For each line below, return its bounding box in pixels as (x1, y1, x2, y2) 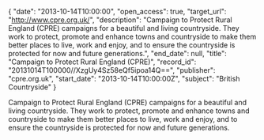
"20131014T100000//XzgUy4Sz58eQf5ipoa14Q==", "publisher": (8, 66, 216, 74)
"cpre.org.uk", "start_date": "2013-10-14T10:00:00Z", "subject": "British (8, 74, 240, 83)
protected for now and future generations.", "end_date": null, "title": (8, 49, 227, 58)
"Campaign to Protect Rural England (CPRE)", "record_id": (8, 57, 197, 66)
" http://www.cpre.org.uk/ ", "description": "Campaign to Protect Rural (8, 15, 232, 25)
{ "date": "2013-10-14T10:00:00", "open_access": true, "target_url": (8, 7, 227, 16)
